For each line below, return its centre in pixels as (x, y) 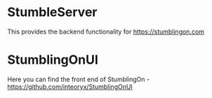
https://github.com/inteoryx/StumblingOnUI (70, 86)
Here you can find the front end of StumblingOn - (78, 79)
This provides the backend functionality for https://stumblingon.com (106, 31)
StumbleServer (52, 12)
